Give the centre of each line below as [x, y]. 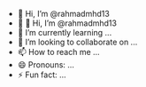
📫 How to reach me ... [58, 52]
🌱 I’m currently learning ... [65, 32]
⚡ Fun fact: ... [42, 75]
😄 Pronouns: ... [46, 65]
